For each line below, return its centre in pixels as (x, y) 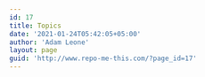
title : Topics (36, 26)
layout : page (33, 50)
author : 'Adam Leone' (49, 42)
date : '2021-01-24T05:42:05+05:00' (75, 34)
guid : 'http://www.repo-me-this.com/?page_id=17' (103, 58)
